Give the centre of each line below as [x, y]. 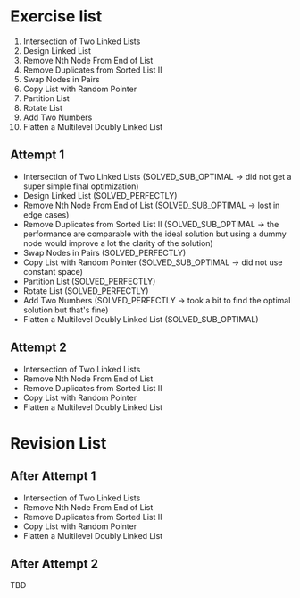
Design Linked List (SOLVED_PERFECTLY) [100, 195]
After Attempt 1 [53, 476]
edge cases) [46, 214]
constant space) [53, 271]
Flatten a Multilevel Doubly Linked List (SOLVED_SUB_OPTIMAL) [141, 319]
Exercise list [56, 17]
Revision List [58, 443]
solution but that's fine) [66, 310]
